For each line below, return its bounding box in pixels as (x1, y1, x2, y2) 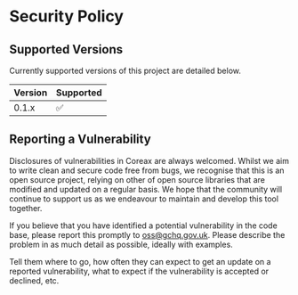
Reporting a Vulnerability (9, 132, 151, 147)
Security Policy (9, 6, 125, 27)
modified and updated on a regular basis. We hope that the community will (9, 184, 283, 194)
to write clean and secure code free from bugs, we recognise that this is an (9, 165, 285, 176)
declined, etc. (9, 275, 60, 286)
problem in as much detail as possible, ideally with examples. (9, 239, 233, 250)
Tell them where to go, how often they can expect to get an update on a (9, 256, 271, 266)
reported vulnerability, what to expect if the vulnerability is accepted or (9, 266, 270, 276)
